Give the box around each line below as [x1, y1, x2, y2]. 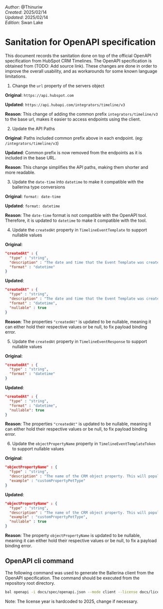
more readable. [5, 169, 35, 175]
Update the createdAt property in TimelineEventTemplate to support [12, 227, 147, 233]
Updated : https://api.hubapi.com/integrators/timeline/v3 [5, 102, 125, 107]
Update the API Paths [12, 125, 55, 131]
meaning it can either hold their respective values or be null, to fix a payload [5, 537, 157, 544]
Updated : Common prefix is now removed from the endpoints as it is [5, 149, 142, 155]
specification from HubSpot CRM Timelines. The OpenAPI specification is [5, 58, 152, 64]
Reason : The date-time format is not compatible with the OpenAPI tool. [5, 212, 147, 218]
